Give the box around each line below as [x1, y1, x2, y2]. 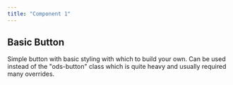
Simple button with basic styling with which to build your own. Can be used [7, 55, 226, 63]
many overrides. [7, 70, 55, 78]
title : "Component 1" [7, 10, 71, 18]
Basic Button [7, 37, 65, 48]
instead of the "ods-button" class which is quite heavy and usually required [7, 63, 227, 71]
